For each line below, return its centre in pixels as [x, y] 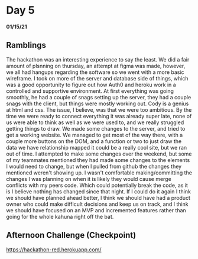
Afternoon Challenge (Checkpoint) [71, 235]
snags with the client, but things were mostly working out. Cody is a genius [98, 103]
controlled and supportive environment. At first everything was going [90, 91]
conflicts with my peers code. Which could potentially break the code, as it [97, 185]
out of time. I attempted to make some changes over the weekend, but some [99, 154]
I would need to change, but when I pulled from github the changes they [94, 166]
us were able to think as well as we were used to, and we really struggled [95, 122]
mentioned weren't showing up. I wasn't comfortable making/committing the [99, 173]
